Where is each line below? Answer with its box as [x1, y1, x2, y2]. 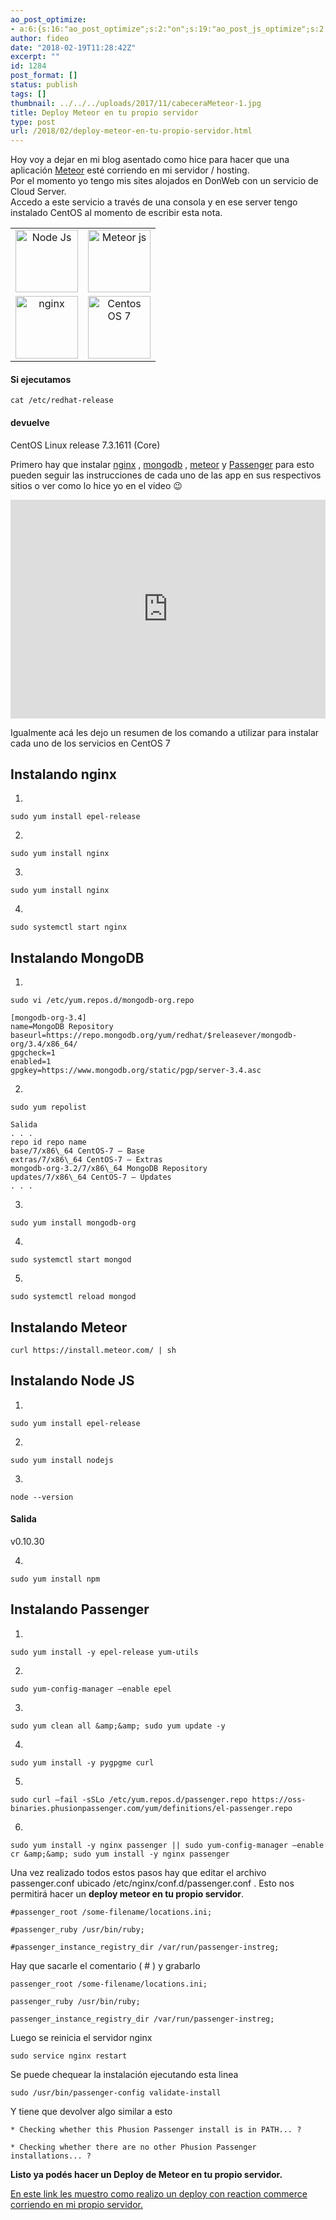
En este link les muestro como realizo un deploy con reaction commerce [10, 2187, 308, 2200]
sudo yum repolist [10, 1102, 87, 1113]
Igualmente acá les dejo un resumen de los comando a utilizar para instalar [10, 726, 320, 738]
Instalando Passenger [10, 1601, 150, 1618]
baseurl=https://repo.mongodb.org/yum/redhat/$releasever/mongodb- [10, 1031, 298, 1041]
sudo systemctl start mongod [10, 1255, 132, 1265]
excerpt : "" [10, 52, 60, 62]
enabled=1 [10, 1057, 52, 1067]
